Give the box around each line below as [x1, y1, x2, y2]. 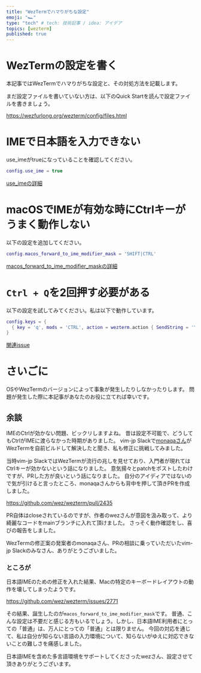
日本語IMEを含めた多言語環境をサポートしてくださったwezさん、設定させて [6, 653, 193, 660]
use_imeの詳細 [6, 180, 43, 187]
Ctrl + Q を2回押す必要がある [6, 286, 151, 299]
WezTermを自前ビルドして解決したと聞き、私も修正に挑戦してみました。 [6, 445, 187, 451]
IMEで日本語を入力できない [6, 135, 141, 149]
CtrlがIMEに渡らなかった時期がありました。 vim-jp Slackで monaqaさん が [11, 437, 192, 444]
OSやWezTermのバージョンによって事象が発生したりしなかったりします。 [6, 385, 188, 393]
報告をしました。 [16, 527, 59, 534]
